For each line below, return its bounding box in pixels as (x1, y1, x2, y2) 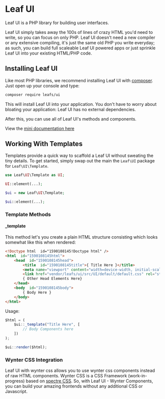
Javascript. (5, 389, 28, 395)
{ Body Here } (23, 290, 52, 295)
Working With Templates (5, 140, 82, 148)
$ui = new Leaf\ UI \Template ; (5, 190, 65, 195)
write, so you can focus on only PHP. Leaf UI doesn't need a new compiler (5, 34, 156, 40)
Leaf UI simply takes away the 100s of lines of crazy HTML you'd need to (5, 29, 153, 35)
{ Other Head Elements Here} (23, 276, 82, 281)
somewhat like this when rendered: (5, 240, 76, 246)
